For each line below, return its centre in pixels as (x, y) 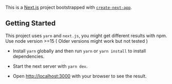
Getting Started (31, 23)
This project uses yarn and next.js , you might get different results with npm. (86, 36)
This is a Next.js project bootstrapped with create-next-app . (69, 7)
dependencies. (28, 56)
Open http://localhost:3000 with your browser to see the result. (80, 76)
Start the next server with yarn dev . (50, 66)
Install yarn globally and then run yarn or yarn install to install (79, 51)
